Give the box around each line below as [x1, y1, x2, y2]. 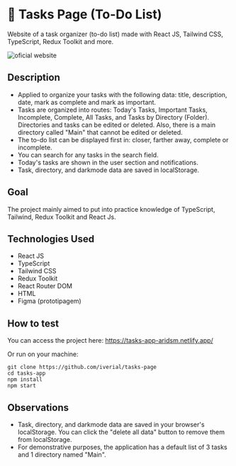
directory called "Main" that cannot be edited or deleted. [17, 127, 183, 137]
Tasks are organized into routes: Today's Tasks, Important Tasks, [17, 106, 208, 114]
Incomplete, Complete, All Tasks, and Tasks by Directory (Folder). [17, 113, 210, 121]
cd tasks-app [7, 370, 46, 377]
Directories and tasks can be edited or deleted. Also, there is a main [17, 120, 216, 129]
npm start [7, 382, 37, 390]
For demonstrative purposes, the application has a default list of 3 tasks [17, 443, 228, 451]
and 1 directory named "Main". [17, 450, 106, 459]
